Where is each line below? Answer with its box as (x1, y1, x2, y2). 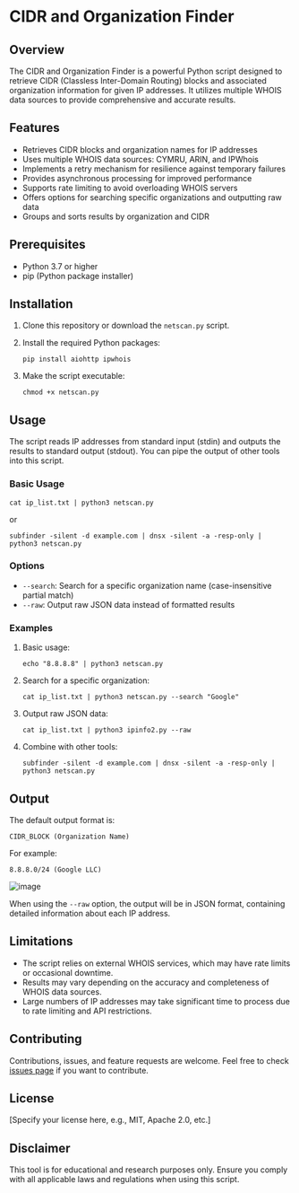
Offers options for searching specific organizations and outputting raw (21, 191, 282, 203)
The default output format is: (9, 814, 115, 825)
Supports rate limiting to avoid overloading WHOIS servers (21, 182, 239, 193)
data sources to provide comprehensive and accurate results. (9, 94, 236, 105)
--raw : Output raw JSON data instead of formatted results (21, 599, 235, 610)
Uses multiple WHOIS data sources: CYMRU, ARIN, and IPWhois (21, 154, 260, 164)
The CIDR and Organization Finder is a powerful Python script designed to (9, 66, 283, 76)
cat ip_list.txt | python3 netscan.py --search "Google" (21, 693, 240, 702)
